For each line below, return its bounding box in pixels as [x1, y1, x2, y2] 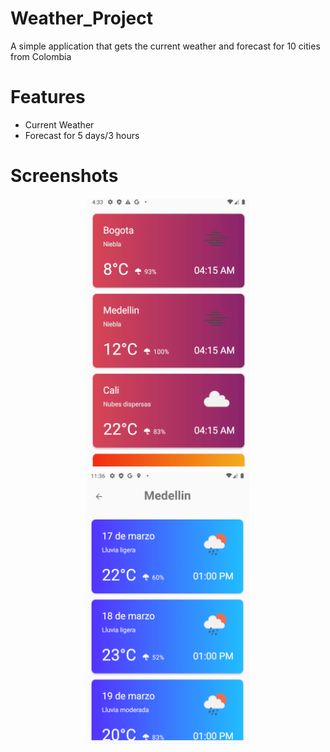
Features [10, 86, 86, 109]
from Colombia [10, 50, 72, 62]
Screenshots [10, 165, 119, 187]
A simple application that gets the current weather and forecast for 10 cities [10, 40, 321, 52]
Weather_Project [10, 7, 154, 30]
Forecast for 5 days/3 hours [24, 129, 140, 141]
